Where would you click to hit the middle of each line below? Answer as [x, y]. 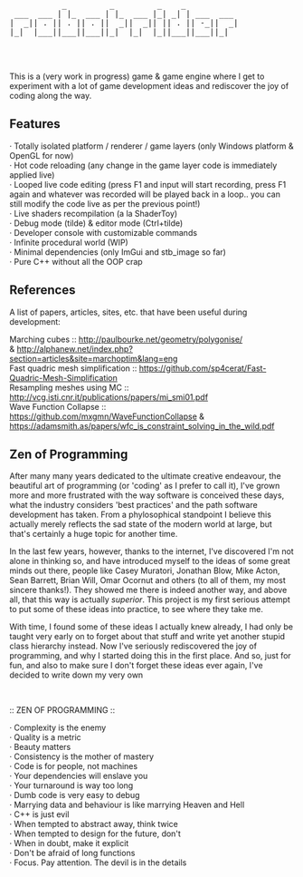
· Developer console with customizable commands [103, 232]
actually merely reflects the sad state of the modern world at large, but [141, 524]
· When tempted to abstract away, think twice [94, 824]
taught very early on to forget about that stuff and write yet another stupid [147, 637]
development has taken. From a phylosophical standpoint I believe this [140, 515]
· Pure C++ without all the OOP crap [76, 261]
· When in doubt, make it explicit [69, 843]
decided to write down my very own [76, 675]
